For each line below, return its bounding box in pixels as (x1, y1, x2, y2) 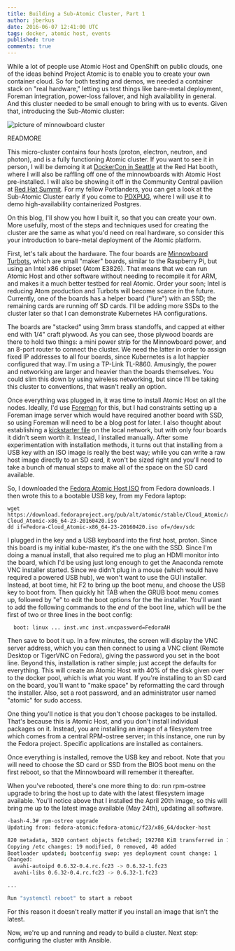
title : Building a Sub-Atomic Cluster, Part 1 (7, 10, 145, 18)
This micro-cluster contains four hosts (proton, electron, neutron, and (7, 148, 208, 156)
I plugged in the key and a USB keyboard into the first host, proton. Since (7, 536, 218, 544)
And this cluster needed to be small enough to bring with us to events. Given (7, 100, 227, 107)
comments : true (7, 43, 52, 50)
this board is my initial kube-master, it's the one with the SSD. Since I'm (7, 543, 213, 552)
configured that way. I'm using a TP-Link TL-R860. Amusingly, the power (7, 360, 217, 368)
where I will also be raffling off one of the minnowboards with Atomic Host (7, 170, 221, 178)
